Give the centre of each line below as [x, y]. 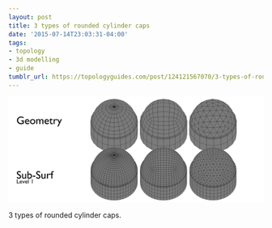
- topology [27, 51]
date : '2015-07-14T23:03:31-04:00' [68, 34]
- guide [21, 69]
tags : [17, 43]
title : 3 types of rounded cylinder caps [79, 25]
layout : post [30, 17]
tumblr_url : [28, 77]
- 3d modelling [34, 60]
